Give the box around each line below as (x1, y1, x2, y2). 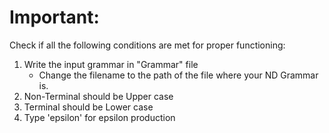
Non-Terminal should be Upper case (23, 90, 174, 102)
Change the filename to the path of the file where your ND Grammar (38, 69, 319, 81)
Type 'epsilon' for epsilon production (23, 111, 176, 123)
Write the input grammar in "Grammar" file (23, 58, 199, 70)
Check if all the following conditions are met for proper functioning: (9, 39, 286, 51)
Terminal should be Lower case (23, 101, 154, 113)
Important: (9, 6, 100, 29)
